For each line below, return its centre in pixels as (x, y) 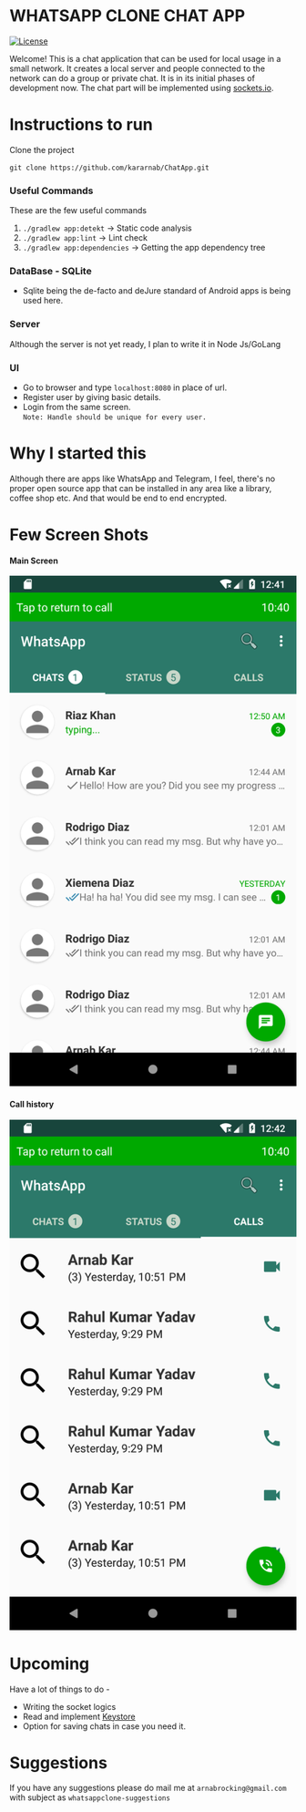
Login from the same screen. (76, 407)
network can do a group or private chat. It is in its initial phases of (132, 77)
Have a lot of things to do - (60, 1689)
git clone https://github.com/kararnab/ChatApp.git (109, 168)
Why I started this (78, 453)
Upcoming (50, 1663)
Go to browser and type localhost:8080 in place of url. (125, 387)
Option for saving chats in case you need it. (104, 1726)
